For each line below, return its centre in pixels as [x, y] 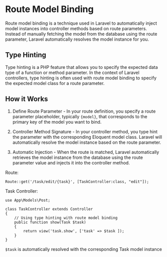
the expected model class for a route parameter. [55, 83]
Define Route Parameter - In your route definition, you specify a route [84, 111]
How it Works [27, 99]
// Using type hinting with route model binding [66, 218]
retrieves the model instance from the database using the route [77, 157]
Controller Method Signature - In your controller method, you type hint [85, 131]
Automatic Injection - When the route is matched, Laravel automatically [86, 152]
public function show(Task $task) [50, 222]
